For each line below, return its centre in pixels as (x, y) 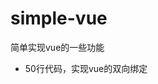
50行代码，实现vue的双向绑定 (86, 68)
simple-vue (59, 18)
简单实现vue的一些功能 (57, 47)
